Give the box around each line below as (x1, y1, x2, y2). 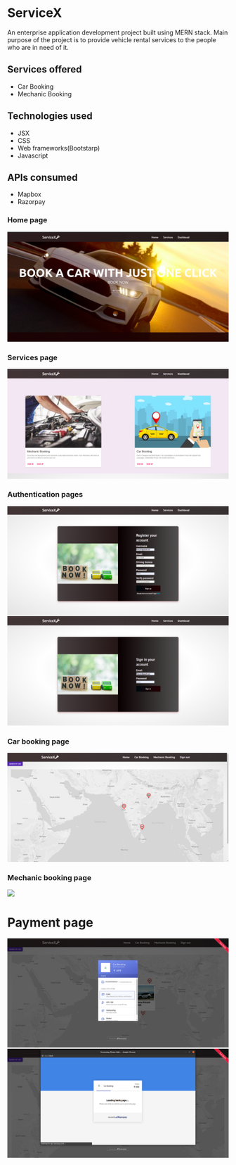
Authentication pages (7, 490, 83, 499)
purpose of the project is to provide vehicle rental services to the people (7, 35, 216, 44)
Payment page (7, 915, 93, 930)
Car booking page (7, 737, 70, 746)
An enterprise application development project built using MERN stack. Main (7, 28, 228, 37)
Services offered (7, 63, 82, 75)
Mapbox (17, 190, 42, 198)
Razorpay (17, 198, 46, 206)
